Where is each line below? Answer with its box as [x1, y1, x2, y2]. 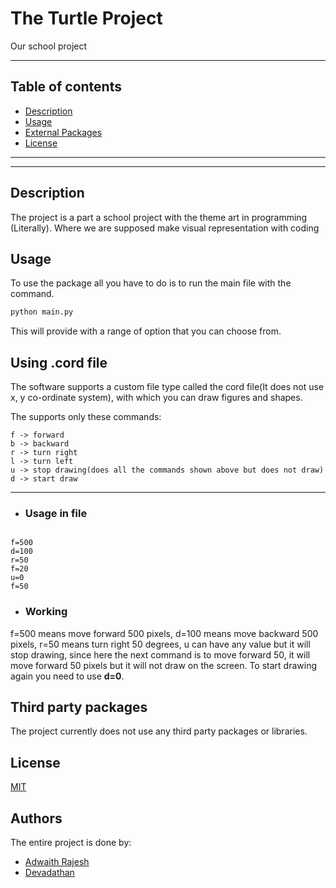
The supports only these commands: [10, 411, 162, 423]
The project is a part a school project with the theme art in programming [10, 211, 308, 223]
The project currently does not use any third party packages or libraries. [10, 725, 308, 737]
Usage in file [24, 506, 88, 520]
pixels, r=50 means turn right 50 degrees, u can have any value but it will [10, 638, 311, 650]
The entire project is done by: [10, 837, 132, 849]
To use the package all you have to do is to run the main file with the [10, 277, 292, 289]
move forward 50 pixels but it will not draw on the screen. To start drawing [10, 659, 318, 671]
